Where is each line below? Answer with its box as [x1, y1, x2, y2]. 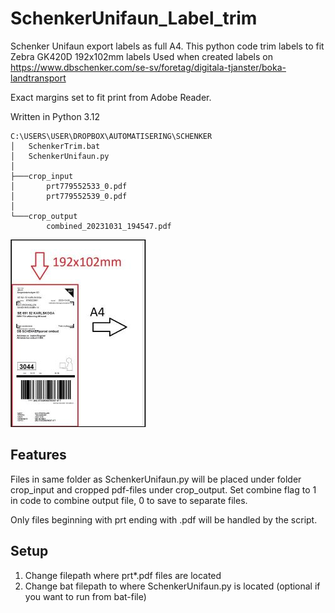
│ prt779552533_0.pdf [10, 181, 128, 191]
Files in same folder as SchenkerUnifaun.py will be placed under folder [10, 473, 302, 485]
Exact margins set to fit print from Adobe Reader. [10, 91, 212, 103]
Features [10, 447, 67, 464]
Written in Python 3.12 [10, 110, 100, 122]
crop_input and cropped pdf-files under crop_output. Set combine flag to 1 [10, 483, 317, 496]
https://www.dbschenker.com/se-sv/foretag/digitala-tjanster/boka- [10, 61, 287, 73]
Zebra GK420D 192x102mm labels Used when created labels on [10, 50, 273, 62]
